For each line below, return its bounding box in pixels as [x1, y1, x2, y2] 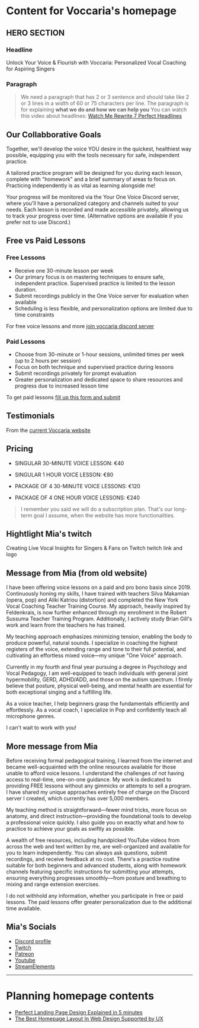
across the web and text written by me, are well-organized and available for [6, 843, 191, 850]
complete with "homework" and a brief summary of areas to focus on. [6, 175, 177, 182]
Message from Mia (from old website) [6, 568, 147, 578]
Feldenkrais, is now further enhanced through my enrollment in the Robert [6, 609, 187, 616]
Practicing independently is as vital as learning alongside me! [6, 182, 156, 189]
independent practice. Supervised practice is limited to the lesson [14, 280, 176, 287]
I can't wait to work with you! [6, 724, 77, 731]
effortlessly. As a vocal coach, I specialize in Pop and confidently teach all [6, 706, 187, 713]
